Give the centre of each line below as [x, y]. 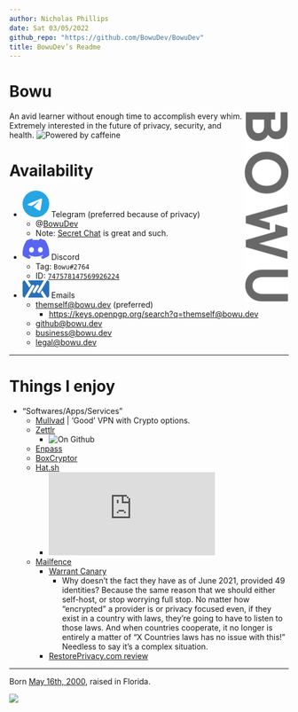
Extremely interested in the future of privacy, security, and [115, 126]
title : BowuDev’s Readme [55, 47]
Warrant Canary [78, 571]
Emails [63, 295]
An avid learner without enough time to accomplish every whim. [125, 116]
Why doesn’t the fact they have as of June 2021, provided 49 [173, 581]
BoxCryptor [56, 458]
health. [22, 135]
